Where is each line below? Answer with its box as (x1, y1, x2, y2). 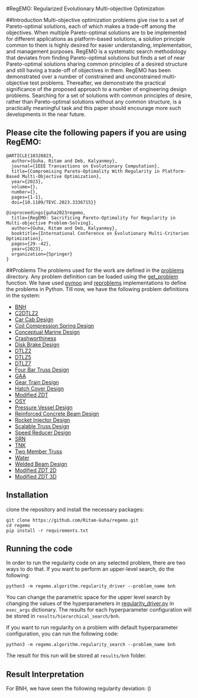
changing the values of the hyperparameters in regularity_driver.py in (6, 600, 174, 607)
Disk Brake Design (14, 341, 60, 348)
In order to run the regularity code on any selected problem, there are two (6, 559, 186, 567)
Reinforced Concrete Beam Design (14, 410, 99, 417)
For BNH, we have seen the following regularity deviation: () (6, 685, 152, 692)
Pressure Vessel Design (14, 403, 73, 411)
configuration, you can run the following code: (6, 630, 119, 638)
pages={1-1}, (11, 194, 44, 200)
